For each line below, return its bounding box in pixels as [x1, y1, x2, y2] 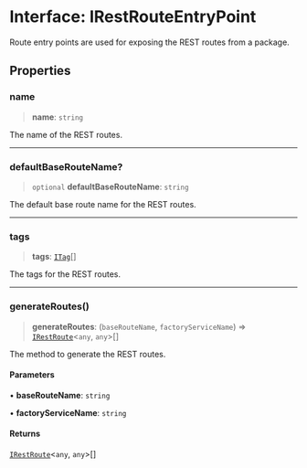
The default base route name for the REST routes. [9, 198, 196, 209]
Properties [9, 63, 71, 79]
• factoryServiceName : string [9, 407, 127, 418]
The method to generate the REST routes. [9, 348, 166, 359]
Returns [9, 428, 41, 440]
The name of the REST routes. [9, 129, 123, 140]
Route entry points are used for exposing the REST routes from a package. [9, 37, 290, 48]
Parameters [9, 369, 55, 380]
